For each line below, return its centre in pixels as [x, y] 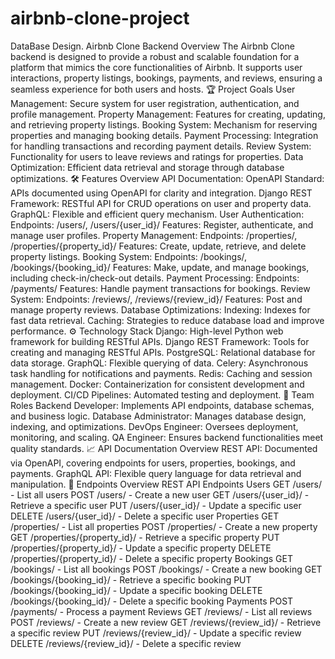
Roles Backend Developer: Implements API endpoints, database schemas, [162, 405]
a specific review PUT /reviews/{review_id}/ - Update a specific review [156, 633]
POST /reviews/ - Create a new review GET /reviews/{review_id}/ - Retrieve [166, 622]
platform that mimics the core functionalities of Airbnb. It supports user [156, 67]
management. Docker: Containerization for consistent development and [157, 384]
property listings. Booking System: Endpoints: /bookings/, [129, 256]
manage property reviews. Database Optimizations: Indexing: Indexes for [160, 309]
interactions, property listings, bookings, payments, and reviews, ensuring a [166, 78]
